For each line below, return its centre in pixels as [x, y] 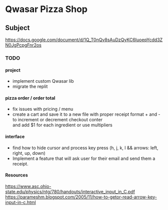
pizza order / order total [30, 98]
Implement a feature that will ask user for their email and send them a [84, 158]
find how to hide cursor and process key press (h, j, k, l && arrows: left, [85, 148]
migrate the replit [30, 87]
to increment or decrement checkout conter [57, 120]
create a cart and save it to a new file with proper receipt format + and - [86, 114]
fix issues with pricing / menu [43, 109]
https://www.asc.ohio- [28, 186]
